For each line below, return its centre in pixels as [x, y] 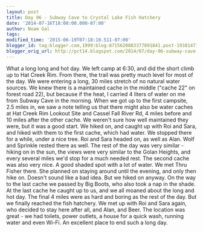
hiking [14, 152]
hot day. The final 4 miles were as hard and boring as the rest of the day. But [101, 196]
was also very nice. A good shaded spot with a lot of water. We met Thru [97, 164]
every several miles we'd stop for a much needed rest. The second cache [98, 158]
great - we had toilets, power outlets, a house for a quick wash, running [95, 216]
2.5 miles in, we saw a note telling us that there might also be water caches [100, 107]
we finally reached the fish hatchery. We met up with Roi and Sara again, [97, 203]
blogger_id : [21, 46]
